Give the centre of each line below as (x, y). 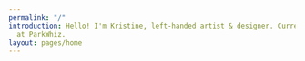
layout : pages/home (46, 43)
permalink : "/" (37, 17)
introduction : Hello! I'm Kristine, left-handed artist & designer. (141, 26)
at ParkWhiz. (41, 34)
